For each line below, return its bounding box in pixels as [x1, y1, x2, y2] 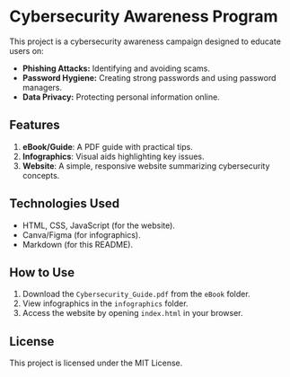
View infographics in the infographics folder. [22, 298, 189, 309]
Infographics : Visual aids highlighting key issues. [22, 151, 205, 162]
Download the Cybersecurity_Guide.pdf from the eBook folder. [22, 289, 250, 300]
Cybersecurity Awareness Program [9, 6, 278, 27]
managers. [22, 82, 63, 92]
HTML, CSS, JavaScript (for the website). [22, 220, 175, 231]
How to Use [9, 265, 75, 280]
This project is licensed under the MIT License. [9, 357, 183, 369]
